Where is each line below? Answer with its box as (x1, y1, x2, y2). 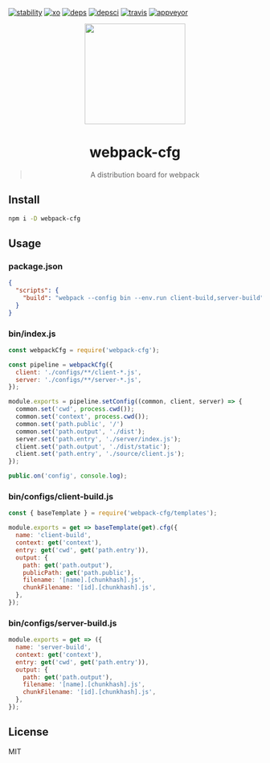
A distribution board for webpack (90, 170, 200, 179)
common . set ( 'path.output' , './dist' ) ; (15, 427, 146, 436)
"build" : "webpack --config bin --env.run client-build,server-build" (22, 294, 264, 302)
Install (8, 193, 40, 207)
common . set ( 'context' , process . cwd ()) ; (15, 412, 149, 421)
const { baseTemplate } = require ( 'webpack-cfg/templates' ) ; (8, 509, 218, 518)
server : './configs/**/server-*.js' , (15, 375, 142, 384)
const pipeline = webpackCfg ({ (8, 360, 113, 369)
